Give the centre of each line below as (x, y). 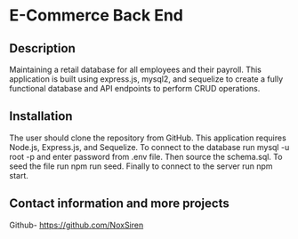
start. (19, 175)
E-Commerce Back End (97, 16)
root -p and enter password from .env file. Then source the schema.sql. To (146, 156)
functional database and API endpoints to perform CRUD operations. (135, 88)
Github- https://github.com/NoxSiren (77, 225)
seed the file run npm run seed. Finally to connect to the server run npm (141, 166)
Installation (41, 116)
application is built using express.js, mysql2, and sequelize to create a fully (146, 79)
